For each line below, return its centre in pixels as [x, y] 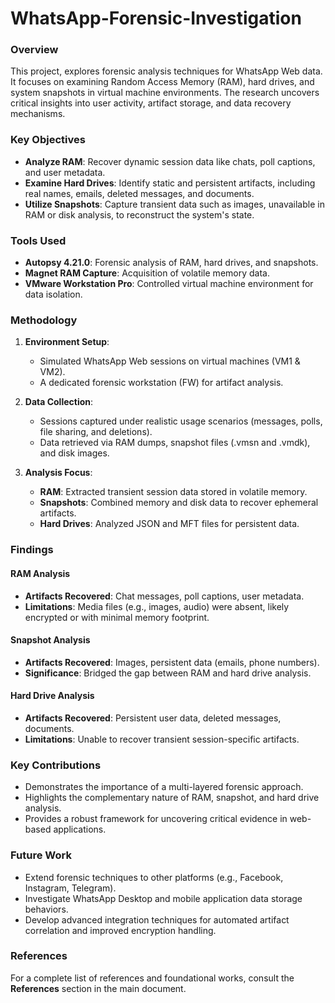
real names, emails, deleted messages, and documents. [139, 193]
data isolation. [53, 294]
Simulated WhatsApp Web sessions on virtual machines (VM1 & [170, 361]
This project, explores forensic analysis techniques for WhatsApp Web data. [166, 71]
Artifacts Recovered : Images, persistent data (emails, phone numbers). [172, 662]
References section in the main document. [98, 988]
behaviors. [46, 909]
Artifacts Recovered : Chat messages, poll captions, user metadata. [164, 596]
